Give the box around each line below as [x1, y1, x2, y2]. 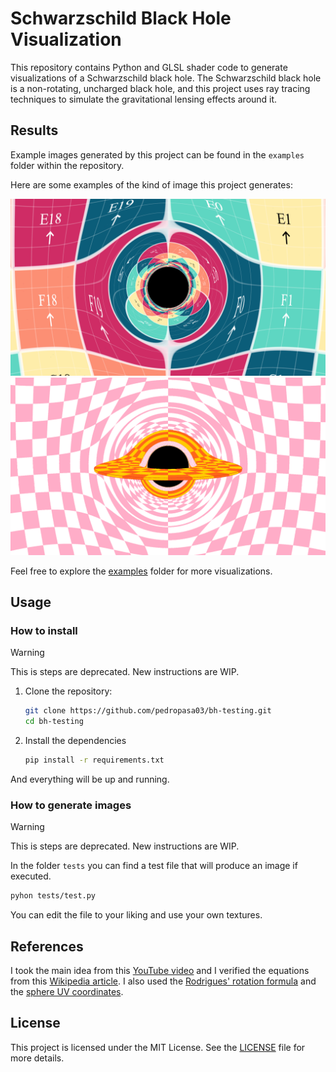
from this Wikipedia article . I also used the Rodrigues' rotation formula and [10, 975, 317, 987]
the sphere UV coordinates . [10, 986, 124, 998]
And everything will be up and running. [10, 773, 170, 786]
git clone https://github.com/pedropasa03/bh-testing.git [24, 706, 272, 716]
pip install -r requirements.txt [24, 755, 165, 766]
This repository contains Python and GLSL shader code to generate [10, 61, 288, 73]
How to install [10, 624, 78, 638]
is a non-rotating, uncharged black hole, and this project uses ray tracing [10, 82, 311, 94]
